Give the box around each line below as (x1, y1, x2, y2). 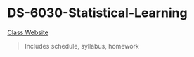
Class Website (7, 28, 49, 37)
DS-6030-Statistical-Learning (7, 5, 188, 21)
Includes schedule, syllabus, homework (24, 42, 139, 50)
